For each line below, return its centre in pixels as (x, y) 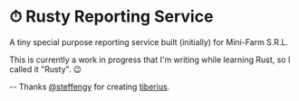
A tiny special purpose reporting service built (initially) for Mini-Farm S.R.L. (149, 41)
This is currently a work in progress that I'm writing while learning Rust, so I (150, 60)
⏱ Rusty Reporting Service (111, 17)
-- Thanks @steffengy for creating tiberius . (90, 87)
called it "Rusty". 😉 (46, 69)
